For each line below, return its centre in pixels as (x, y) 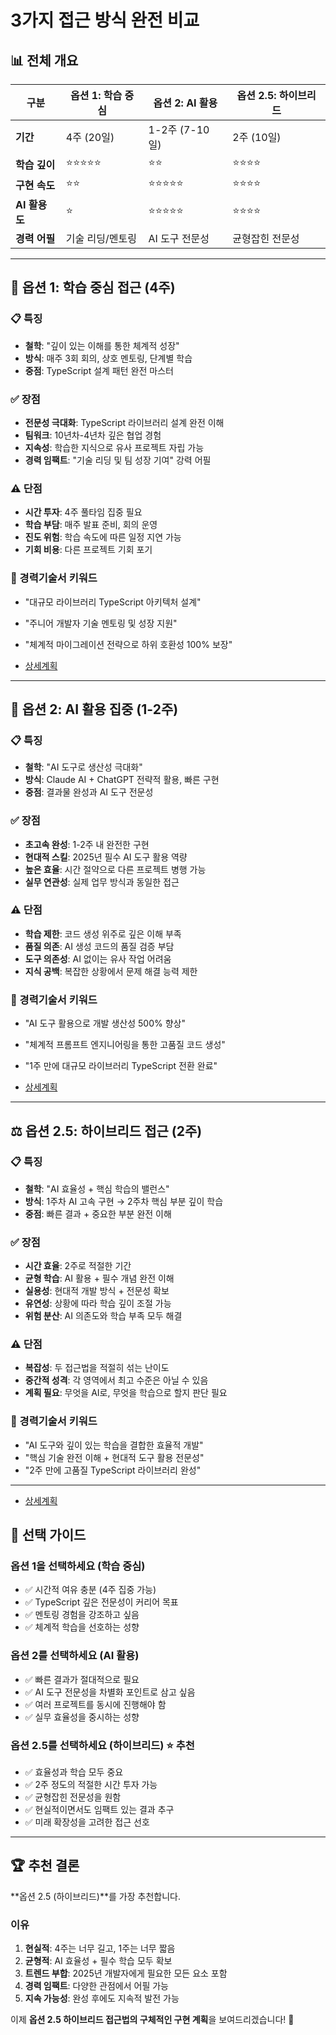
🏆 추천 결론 (45, 1866)
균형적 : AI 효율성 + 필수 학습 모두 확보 (98, 1961)
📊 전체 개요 (44, 60)
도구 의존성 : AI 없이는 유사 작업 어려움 (98, 958)
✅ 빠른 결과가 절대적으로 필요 (82, 1679)
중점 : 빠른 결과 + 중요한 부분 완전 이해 (98, 1213)
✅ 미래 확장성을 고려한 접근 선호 (87, 1822)
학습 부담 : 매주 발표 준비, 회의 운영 (91, 525)
